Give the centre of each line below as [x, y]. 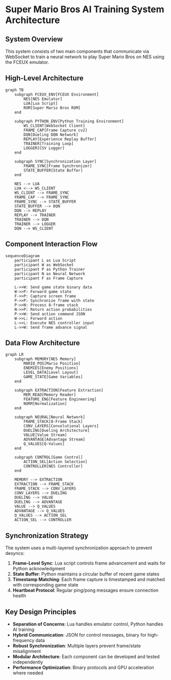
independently [28, 662]
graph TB [15, 90]
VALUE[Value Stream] [45, 435]
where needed [28, 673]
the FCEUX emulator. [27, 62]
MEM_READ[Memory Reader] [50, 395]
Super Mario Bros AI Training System [85, 9]
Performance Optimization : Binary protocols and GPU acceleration [83, 668]
